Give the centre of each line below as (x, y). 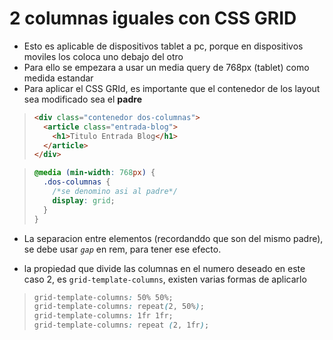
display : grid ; (84, 200)
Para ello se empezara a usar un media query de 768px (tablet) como (166, 67)
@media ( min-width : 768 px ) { (94, 173)
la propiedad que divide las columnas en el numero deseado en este (164, 268)
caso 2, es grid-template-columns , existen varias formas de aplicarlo (165, 279)
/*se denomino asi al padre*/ (115, 192)
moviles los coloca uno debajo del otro (103, 56)
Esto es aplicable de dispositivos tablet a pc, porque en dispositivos (163, 46)
